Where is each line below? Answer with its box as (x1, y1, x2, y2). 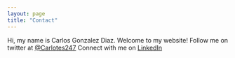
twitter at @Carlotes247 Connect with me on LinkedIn (7, 43, 163, 52)
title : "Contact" (7, 17, 58, 24)
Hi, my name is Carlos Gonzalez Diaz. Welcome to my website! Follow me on (7, 36, 229, 44)
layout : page (7, 10, 46, 17)
